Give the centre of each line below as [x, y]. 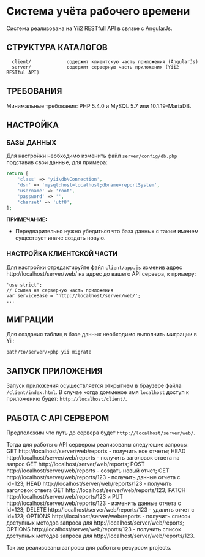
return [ [17, 174]
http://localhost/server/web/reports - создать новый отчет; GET [88, 471]
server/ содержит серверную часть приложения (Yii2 [95, 67]
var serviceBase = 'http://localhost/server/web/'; [73, 295]
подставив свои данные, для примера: [57, 162]
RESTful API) [23, 72]
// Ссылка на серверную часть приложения [60, 290]
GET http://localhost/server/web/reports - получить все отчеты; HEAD [96, 451]
